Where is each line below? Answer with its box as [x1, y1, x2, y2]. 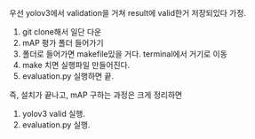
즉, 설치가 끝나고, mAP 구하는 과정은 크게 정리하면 [9, 89, 183, 100]
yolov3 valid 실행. [21, 109, 86, 119]
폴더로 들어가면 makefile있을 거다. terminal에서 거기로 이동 [21, 49, 228, 59]
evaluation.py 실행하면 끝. [21, 71, 115, 81]
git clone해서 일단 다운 [21, 27, 102, 37]
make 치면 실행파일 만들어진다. [21, 60, 131, 70]
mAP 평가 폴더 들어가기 [21, 38, 104, 48]
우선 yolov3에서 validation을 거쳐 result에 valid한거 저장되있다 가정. [9, 8, 247, 18]
